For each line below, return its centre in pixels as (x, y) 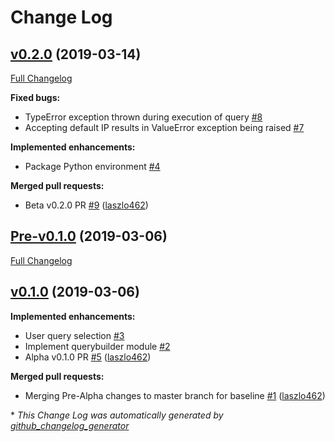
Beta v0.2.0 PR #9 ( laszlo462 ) (86, 205)
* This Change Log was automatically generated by (117, 415)
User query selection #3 (74, 335)
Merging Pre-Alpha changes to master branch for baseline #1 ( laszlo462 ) (175, 395)
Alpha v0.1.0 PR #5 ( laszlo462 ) (88, 357)
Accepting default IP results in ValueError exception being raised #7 (164, 127)
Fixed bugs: (35, 97)
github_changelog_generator (70, 425)
